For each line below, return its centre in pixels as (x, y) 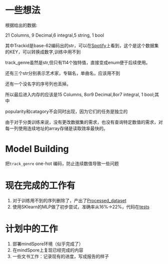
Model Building (37, 149)
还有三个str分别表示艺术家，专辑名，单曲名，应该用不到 (63, 73)
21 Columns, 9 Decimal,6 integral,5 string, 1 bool (54, 35)
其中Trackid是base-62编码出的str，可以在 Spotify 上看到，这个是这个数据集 (82, 45)
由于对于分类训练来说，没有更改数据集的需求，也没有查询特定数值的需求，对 (84, 122)
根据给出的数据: (21, 25)
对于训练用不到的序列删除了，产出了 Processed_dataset (69, 200)
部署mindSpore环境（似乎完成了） (48, 243)
